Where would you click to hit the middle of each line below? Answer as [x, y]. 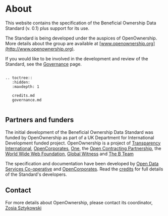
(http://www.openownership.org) [40, 49]
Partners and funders [40, 120]
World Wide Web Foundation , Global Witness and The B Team [69, 154]
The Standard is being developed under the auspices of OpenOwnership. [81, 38]
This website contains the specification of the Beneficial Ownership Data [81, 23]
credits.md [23, 95]
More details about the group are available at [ [53, 43]
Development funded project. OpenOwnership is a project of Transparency [83, 143]
